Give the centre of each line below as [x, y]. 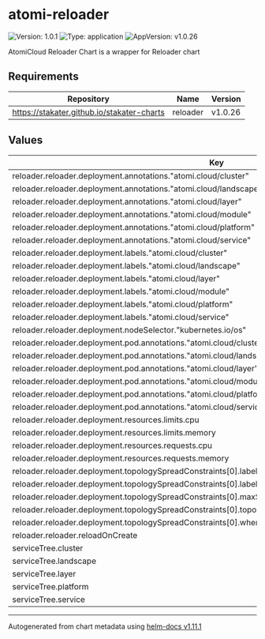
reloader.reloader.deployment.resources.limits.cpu [106, 419]
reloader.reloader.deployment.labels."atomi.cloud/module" [121, 291]
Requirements [43, 77]
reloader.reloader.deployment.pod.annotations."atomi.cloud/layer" [135, 368]
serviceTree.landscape [54, 561]
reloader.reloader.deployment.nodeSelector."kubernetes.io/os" [129, 329]
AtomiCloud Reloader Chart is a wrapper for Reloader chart [104, 51]
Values [26, 140]
